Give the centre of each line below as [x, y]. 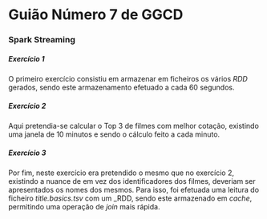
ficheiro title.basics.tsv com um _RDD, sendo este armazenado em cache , [130, 198]
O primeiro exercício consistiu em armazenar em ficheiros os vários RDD [128, 79]
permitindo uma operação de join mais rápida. [84, 207]
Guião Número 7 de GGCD [96, 15]
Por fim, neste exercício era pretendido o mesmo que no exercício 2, [121, 173]
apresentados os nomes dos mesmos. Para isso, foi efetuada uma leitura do [133, 190]
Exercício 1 [27, 58]
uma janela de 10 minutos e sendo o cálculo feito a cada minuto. [114, 134]
